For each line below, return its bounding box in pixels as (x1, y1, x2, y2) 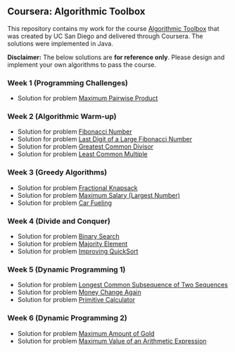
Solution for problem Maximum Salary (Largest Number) (17, 191, 181, 199)
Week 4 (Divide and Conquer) (7, 216, 110, 226)
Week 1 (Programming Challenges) (7, 77, 128, 87)
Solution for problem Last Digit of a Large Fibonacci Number (17, 135, 192, 144)
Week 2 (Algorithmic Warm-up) (7, 112, 117, 122)
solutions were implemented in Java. (7, 39, 114, 48)
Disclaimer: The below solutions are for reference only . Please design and (7, 53, 225, 61)
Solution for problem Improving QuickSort (17, 247, 139, 256)
